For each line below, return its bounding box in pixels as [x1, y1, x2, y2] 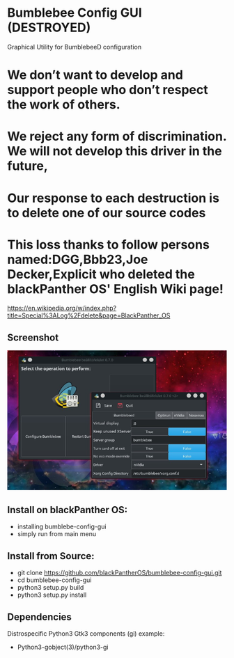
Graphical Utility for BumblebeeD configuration [7, 42, 141, 51]
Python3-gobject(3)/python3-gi [17, 643, 109, 651]
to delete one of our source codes [7, 205, 206, 221]
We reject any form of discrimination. [7, 129, 227, 144]
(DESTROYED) [7, 19, 91, 36]
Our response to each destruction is [7, 190, 219, 206]
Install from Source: [7, 550, 95, 562]
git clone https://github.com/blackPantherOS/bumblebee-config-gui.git [17, 569, 222, 577]
